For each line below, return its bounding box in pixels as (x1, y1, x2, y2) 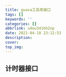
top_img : (5, 44, 23, 49)
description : (5, 35, 32, 40)
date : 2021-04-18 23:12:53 (5, 30, 61, 35)
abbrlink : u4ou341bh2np (5, 26, 55, 31)
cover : (5, 40, 19, 45)
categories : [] (5, 21, 37, 26)
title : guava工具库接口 (5, 7, 51, 12)
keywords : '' (5, 16, 32, 21)
